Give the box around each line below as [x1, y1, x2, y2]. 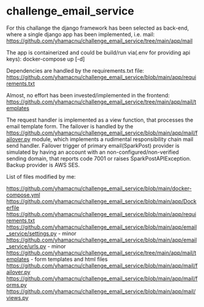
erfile [6, 204, 19, 211]
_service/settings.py [6, 229, 57, 237]
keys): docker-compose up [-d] [6, 55, 85, 62]
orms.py [6, 281, 27, 288]
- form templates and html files [30, 256, 108, 263]
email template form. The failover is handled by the [6, 122, 134, 130]
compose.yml [6, 191, 41, 198]
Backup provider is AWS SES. [6, 161, 80, 168]
